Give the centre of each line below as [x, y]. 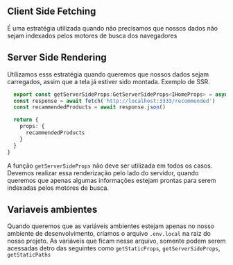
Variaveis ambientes [52, 209]
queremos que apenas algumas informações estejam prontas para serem [112, 180]
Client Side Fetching [52, 11]
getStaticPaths [29, 255]
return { [26, 120]
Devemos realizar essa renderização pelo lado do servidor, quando [103, 172]
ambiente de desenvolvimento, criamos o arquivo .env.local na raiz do [109, 234]
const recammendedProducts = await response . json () [90, 107]
